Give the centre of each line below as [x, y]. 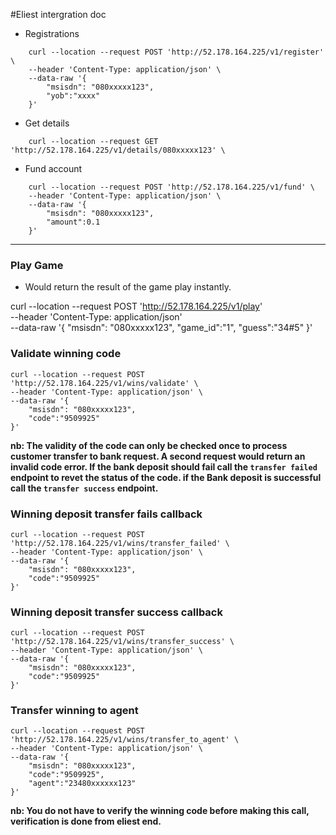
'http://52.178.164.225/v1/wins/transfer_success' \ [122, 642]
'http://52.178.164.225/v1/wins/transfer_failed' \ [120, 543]
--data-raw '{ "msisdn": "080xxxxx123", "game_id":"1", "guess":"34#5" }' [161, 328]
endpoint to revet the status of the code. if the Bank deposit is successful [166, 477]
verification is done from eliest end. [86, 821]
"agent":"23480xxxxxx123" [82, 784]
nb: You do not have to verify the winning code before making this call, [160, 811]
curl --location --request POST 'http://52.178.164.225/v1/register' [176, 52]
